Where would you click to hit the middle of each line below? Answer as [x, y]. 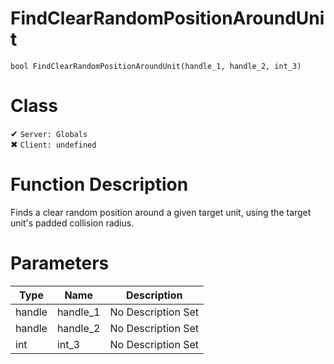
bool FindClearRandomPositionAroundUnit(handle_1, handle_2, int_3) [156, 66]
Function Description [99, 184]
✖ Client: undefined [53, 144]
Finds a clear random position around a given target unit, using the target [161, 212]
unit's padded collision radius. [72, 223]
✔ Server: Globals [49, 133]
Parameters [60, 263]
